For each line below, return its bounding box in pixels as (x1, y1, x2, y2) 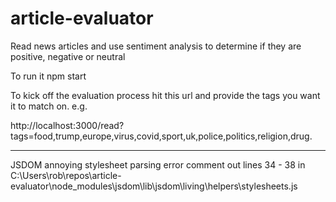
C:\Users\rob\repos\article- (10, 169, 122, 181)
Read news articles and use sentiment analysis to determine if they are (10, 40, 302, 52)
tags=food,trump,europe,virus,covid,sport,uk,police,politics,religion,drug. (10, 130, 313, 142)
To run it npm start (10, 70, 87, 82)
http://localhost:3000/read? (10, 119, 125, 131)
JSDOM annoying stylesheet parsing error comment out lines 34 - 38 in (10, 158, 306, 171)
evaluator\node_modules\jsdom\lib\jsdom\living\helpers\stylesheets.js (10, 180, 298, 192)
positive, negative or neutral (10, 50, 126, 62)
